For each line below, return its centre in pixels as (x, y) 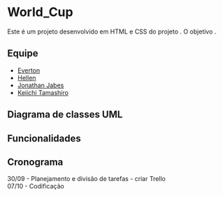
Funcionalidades (44, 138)
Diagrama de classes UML (65, 115)
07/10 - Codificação (36, 187)
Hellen (27, 78)
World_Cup (40, 12)
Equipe (23, 53)
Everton (29, 70)
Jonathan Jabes (41, 85)
